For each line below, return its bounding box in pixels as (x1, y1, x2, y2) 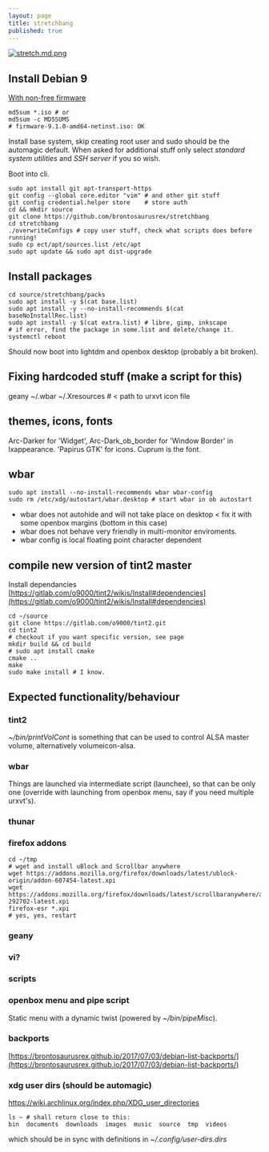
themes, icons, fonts (8, 414, 114, 429)
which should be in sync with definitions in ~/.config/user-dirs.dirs (8, 1134, 227, 1144)
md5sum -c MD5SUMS (8, 115, 70, 124)
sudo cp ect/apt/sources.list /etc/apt (8, 241, 142, 249)
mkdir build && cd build (8, 640, 91, 649)
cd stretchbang (8, 220, 59, 228)
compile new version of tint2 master (8, 558, 192, 572)
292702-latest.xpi (8, 898, 70, 906)
